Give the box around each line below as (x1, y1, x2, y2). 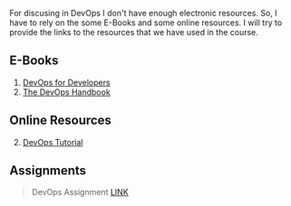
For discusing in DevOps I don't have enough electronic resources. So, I (9, 8, 278, 18)
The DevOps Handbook (22, 86, 111, 98)
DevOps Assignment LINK (31, 187, 129, 198)
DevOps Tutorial (22, 136, 83, 147)
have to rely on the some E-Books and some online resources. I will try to (9, 17, 283, 28)
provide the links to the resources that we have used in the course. (9, 27, 258, 37)
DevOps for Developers (22, 77, 111, 88)
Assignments (9, 163, 87, 179)
